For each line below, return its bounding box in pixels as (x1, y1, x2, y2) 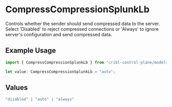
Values (5, 83, 28, 92)
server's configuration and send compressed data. (5, 31, 113, 37)
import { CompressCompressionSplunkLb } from (5, 60, 104, 65)
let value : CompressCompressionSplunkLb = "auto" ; (5, 69, 116, 74)
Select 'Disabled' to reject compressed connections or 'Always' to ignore (5, 26, 159, 32)
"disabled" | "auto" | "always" (5, 97, 74, 102)
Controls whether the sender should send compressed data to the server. (5, 20, 160, 27)
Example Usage (5, 46, 56, 55)
